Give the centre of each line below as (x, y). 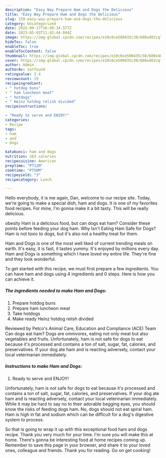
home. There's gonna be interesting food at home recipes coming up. (76, 440)
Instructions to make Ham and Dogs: (44, 366)
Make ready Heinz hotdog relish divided (53, 319)
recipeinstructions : (26, 106)
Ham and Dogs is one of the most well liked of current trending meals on (79, 244)
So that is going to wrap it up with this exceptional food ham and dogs (76, 429)
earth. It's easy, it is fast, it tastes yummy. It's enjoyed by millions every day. (82, 249)
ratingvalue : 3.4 (23, 74)
